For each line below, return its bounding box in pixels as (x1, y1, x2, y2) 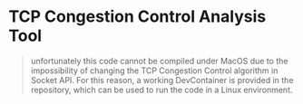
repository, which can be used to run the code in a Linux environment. (30, 84, 293, 95)
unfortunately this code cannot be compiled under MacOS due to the (30, 55, 288, 66)
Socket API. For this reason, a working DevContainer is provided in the (30, 74, 294, 85)
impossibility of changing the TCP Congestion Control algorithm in (30, 65, 279, 76)
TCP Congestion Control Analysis (8, 6, 267, 27)
